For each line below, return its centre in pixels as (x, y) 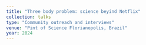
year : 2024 (19, 33)
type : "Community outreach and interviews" (60, 22)
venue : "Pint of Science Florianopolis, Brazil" (67, 28)
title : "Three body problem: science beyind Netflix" (74, 11)
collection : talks (29, 17)
